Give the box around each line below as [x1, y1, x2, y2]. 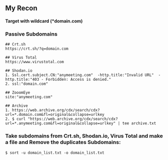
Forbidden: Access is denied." [45, 77, 112, 82]
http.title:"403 [5, 77, 39, 82]
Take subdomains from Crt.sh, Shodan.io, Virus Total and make [5, 132, 163, 139]
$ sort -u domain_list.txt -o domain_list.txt [5, 150, 105, 155]
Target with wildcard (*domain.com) [5, 18, 83, 24]
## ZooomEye [5, 90, 30, 95]
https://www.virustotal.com [5, 60, 64, 65]
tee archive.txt [122, 121, 156, 126]
